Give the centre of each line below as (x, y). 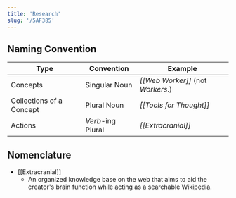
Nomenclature (39, 155)
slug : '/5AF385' (31, 20)
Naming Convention (52, 49)
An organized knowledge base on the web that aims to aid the (117, 180)
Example (183, 69)
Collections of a (37, 101)
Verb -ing (100, 121)
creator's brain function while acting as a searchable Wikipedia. (120, 187)
